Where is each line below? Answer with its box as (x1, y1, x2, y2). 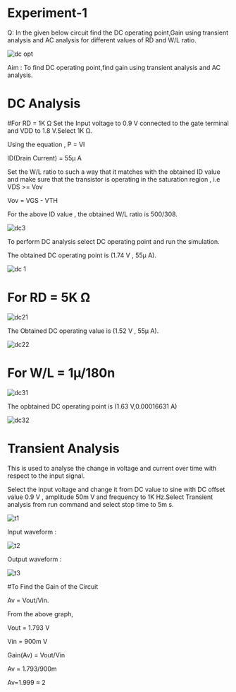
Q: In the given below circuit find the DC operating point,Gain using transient (7, 28, 229, 37)
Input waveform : (7, 527, 57, 536)
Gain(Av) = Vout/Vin (7, 650, 66, 659)
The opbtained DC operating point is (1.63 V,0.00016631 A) (7, 401, 178, 411)
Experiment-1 (7, 5, 88, 21)
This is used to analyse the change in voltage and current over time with (7, 464, 217, 472)
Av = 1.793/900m (7, 664, 58, 673)
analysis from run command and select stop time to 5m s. (7, 500, 174, 508)
